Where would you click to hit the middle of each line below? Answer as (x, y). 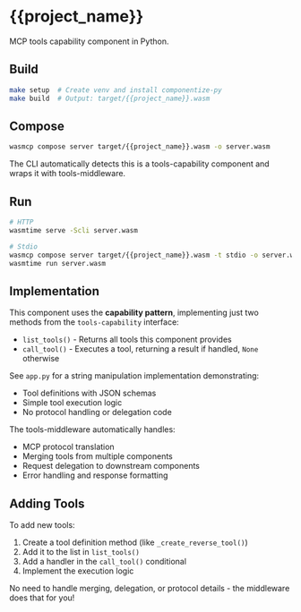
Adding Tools (47, 503)
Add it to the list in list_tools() (81, 552)
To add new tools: (42, 525)
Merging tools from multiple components (97, 456)
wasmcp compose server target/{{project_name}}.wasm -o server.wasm (140, 147)
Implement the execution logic (78, 571)
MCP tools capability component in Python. (89, 41)
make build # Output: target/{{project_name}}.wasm (110, 98)
